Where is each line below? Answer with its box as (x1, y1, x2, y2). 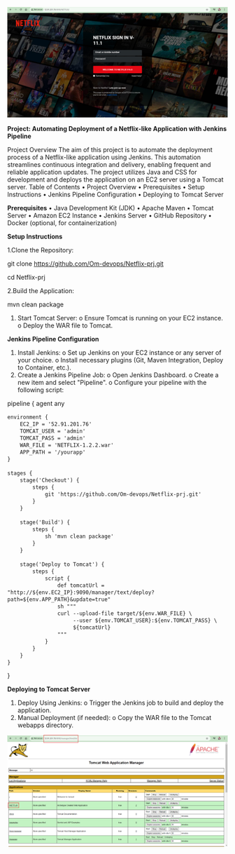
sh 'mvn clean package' (44, 533, 114, 540)
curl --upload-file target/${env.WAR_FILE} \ (57, 610, 192, 617)
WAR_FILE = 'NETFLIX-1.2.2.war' (20, 442, 114, 449)
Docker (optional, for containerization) (7, 219, 117, 227)
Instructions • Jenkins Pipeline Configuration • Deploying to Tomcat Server (7, 190, 224, 199)
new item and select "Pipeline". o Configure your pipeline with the (17, 379, 207, 387)
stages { (7, 470, 33, 477)
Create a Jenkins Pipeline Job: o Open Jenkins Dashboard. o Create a (17, 371, 219, 379)
